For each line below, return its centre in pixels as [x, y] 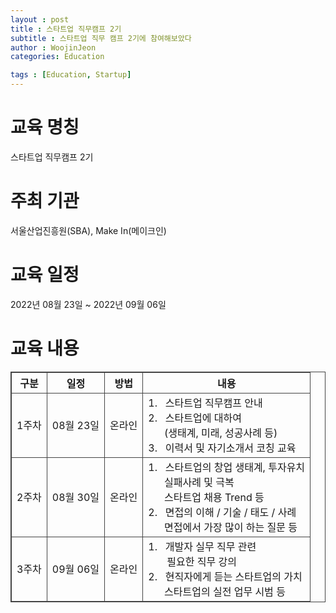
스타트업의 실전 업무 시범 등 [225, 591]
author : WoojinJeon [53, 47]
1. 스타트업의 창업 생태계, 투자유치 [227, 467]
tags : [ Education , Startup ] [71, 75]
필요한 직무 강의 [201, 561]
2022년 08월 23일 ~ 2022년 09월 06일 [88, 304]
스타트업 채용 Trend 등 [214, 497]
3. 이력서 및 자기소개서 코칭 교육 [222, 448]
